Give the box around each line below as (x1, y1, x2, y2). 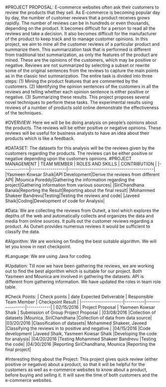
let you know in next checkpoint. (5, 244, 72, 249)
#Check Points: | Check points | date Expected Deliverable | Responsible (5, 293, 154, 299)
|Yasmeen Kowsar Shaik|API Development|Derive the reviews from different (5, 172, 160, 177)
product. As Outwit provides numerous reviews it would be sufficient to (5, 223, 150, 229)
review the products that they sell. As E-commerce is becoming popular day (5, 9, 160, 15)
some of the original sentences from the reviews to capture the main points (5, 68, 159, 74)
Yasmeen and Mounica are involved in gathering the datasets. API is (5, 274, 144, 279)
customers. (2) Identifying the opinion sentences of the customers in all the (5, 84, 159, 89)
